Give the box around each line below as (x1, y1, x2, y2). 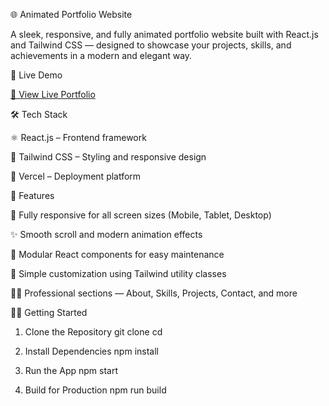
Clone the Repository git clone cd (24, 326, 163, 338)
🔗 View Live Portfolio (10, 89, 96, 100)
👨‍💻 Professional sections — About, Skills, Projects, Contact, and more (10, 287, 298, 299)
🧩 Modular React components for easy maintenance (10, 249, 225, 260)
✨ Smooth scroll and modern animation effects (10, 229, 203, 240)
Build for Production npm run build (24, 384, 167, 396)
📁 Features (10, 190, 55, 201)
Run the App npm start (24, 365, 119, 376)
